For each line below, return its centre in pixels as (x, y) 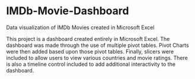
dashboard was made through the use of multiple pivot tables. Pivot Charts (97, 45)
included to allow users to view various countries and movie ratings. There (97, 58)
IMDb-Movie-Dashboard (68, 11)
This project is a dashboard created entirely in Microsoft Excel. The (88, 39)
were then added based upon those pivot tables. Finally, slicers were (90, 51)
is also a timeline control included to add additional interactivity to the (91, 64)
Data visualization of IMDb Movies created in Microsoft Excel (80, 27)
